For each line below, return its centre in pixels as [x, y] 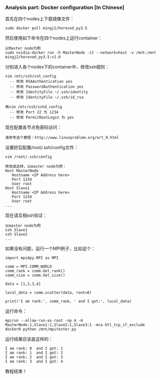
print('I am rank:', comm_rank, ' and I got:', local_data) [69, 302]
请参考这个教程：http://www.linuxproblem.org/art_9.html [62, 138]
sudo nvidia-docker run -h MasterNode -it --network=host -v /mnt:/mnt [80, 53]
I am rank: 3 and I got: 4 [34, 362]
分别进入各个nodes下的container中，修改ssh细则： [57, 67]
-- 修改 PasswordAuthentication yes [47, 87]
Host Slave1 [17, 188]
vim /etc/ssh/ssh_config [31, 76]
